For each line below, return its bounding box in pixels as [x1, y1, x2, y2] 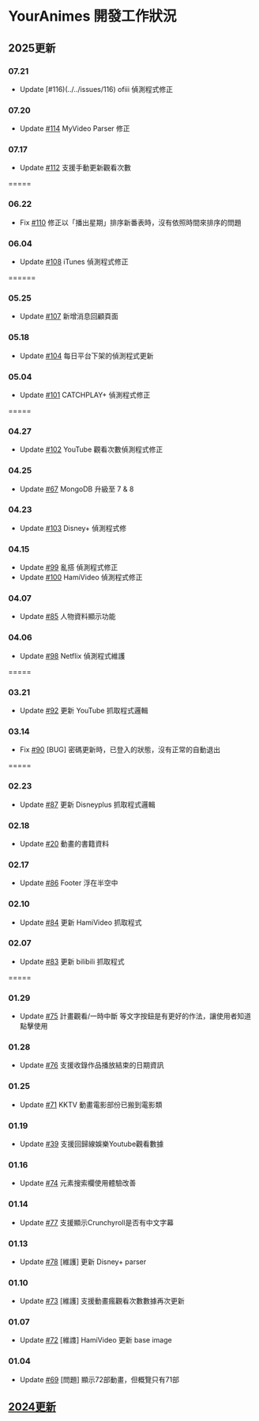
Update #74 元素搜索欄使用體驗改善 [19, 1178, 137, 1188]
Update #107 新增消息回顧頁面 [19, 311, 118, 321]
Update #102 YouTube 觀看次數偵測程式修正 [19, 445, 163, 454]
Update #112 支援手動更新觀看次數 [19, 163, 132, 173]
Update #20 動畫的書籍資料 [19, 838, 109, 848]
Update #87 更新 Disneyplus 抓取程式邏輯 [19, 800, 156, 809]
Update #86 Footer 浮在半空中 [19, 878, 118, 888]
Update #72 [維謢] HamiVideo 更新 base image [19, 1335, 172, 1345]
